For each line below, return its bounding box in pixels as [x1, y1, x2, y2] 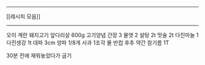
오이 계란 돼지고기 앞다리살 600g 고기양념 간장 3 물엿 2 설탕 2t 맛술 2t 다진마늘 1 [6, 32, 199, 38]
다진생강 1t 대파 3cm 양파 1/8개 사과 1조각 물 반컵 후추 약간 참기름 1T [6, 39, 170, 46]
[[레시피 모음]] [6, 13, 41, 20]
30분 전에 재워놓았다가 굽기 [6, 52, 72, 59]
